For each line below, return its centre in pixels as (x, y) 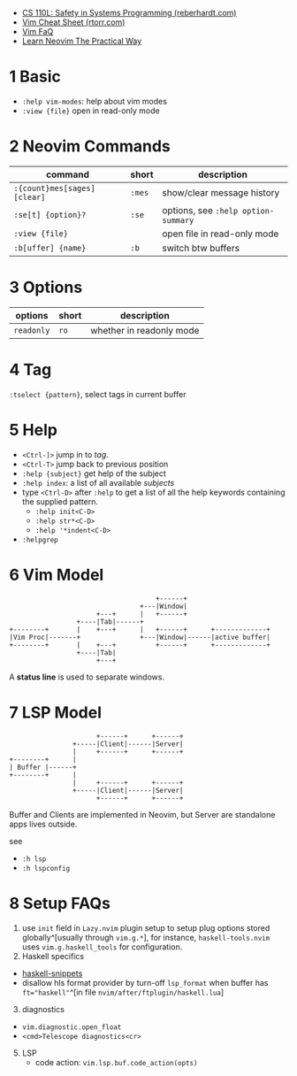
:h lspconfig (46, 868)
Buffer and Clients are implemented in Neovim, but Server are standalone (142, 814)
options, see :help (200, 210)
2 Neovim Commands (90, 146)
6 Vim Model (57, 575)
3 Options (46, 288)
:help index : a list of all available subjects (98, 482)
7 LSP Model (56, 712)
